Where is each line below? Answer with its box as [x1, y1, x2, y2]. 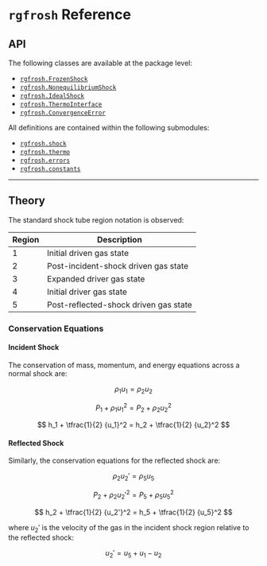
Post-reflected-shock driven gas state [47, 299, 192, 310]
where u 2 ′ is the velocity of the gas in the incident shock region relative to [8, 522, 250, 534]
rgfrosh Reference [8, 6, 131, 24]
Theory [8, 194, 46, 207]
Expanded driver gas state [47, 273, 145, 284]
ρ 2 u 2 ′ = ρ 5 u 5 [112, 471, 155, 483]
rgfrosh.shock [19, 140, 67, 148]
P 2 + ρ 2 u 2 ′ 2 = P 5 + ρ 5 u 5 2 [92, 489, 175, 502]
